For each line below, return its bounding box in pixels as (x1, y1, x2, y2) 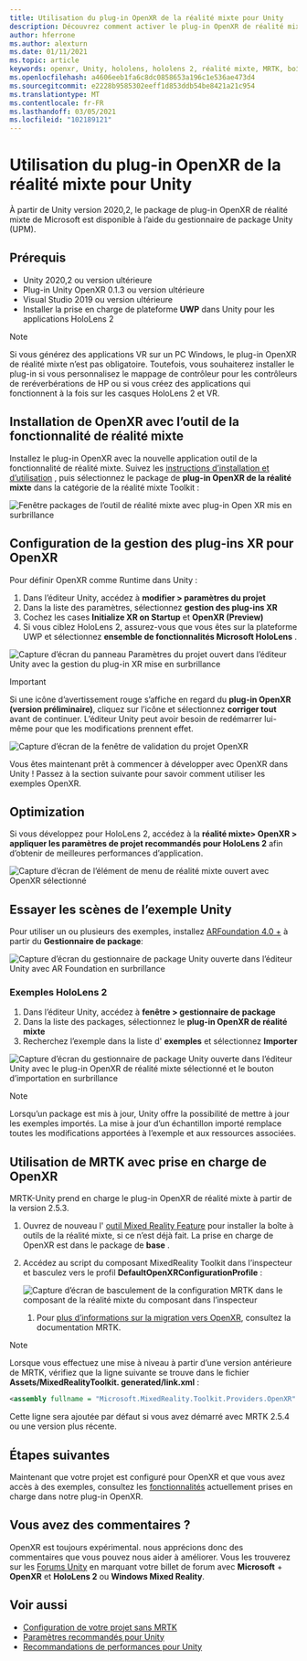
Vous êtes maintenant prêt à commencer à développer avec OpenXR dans (9, 758, 289, 769)
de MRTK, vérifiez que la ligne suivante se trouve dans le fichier (9, 1368, 249, 1379)
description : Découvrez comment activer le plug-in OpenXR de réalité (9, 22, 284, 31)
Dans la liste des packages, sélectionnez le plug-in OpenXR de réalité (22, 1017, 288, 1027)
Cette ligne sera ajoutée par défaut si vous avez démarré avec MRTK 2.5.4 (9, 1411, 291, 1422)
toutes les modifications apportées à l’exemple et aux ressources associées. (9, 1128, 297, 1139)
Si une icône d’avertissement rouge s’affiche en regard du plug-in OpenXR (9, 694, 291, 705)
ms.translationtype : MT (9, 90, 101, 99)
